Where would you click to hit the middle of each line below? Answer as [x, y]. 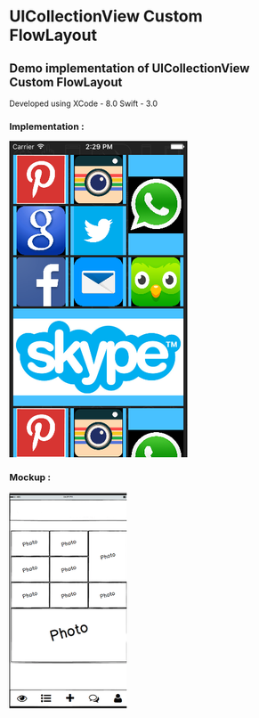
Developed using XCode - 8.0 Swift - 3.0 [84, 103]
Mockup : [30, 477]
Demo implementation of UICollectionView [129, 68]
